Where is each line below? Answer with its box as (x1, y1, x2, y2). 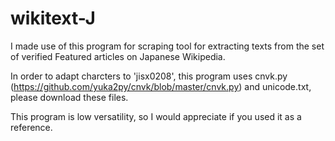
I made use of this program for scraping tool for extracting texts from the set (10, 40, 325, 52)
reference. (10, 121, 53, 133)
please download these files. (10, 91, 129, 103)
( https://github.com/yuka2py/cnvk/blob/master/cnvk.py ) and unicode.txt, (10, 80, 312, 92)
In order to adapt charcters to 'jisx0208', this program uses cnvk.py (10, 70, 288, 82)
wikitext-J (10, 7, 96, 30)
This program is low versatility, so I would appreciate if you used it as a (10, 110, 302, 122)
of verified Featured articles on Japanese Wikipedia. (10, 50, 226, 62)
